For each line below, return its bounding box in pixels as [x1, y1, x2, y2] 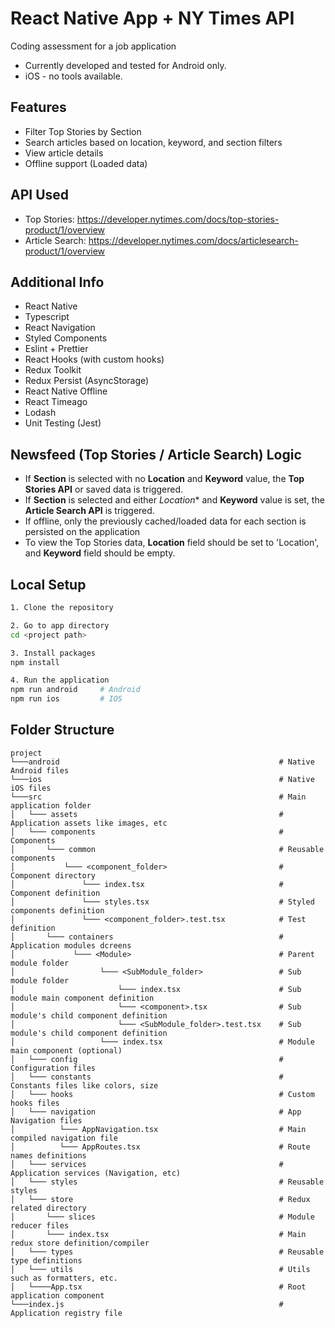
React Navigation [24, 322, 96, 334]
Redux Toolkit [24, 364, 82, 376]
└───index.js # [10, 1299, 284, 1309]
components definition [10, 905, 105, 916]
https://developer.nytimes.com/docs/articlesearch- [88, 234, 299, 246]
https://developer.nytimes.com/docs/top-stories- [76, 213, 280, 225]
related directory [10, 1203, 87, 1213]
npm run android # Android [10, 685, 141, 695]
